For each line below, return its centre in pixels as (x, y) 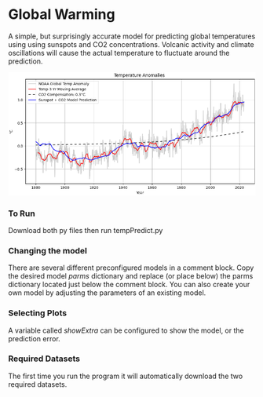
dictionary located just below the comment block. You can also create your (129, 285)
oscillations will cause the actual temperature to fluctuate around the (119, 53)
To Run (22, 213)
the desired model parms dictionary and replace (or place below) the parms (131, 276)
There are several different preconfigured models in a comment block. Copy (131, 268)
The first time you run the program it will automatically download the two (126, 376)
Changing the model (48, 250)
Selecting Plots (38, 313)
